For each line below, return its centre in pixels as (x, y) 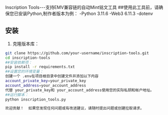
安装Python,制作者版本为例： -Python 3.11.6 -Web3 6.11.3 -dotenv (86, 13)
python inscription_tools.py (36, 99)
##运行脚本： (17, 95)
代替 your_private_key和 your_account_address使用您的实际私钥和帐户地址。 (80, 90)
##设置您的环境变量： (24, 72)
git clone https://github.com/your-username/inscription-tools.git (77, 53)
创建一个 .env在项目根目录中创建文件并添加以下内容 (52, 76)
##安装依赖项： (19, 62)
